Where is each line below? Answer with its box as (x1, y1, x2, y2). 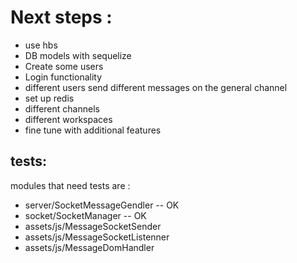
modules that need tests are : (10, 179, 131, 191)
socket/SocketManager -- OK (24, 209, 147, 221)
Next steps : (10, 6, 113, 29)
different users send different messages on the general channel (24, 81, 288, 93)
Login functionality (24, 71, 103, 83)
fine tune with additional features (24, 124, 162, 136)
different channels (24, 102, 100, 115)
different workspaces (24, 113, 113, 125)
